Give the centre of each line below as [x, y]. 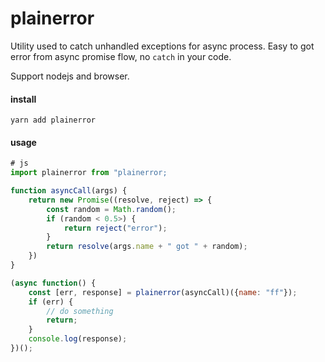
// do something [80, 311]
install [23, 99]
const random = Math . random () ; [111, 209]
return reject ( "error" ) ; [115, 228]
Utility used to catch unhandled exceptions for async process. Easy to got [162, 46]
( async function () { [53, 283]
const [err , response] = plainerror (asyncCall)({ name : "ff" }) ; [163, 292]
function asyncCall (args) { [69, 191]
